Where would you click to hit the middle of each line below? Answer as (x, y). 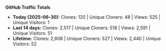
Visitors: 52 (25, 44)
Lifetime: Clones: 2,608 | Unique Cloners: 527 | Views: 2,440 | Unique (87, 38)
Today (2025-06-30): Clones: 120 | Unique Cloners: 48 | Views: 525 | (87, 17)
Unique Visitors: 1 (31, 22)
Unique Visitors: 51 (32, 33)
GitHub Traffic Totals (28, 7)
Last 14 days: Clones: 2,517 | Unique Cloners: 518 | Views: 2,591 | (81, 28)
